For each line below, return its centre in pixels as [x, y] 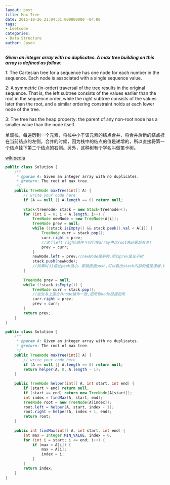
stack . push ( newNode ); [55, 262]
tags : [11, 24]
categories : [18, 33]
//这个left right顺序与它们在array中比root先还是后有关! [96, 242]
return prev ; [37, 313]
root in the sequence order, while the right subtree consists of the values [81, 98]
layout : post [19, 10]
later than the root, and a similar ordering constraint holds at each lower [80, 104]
